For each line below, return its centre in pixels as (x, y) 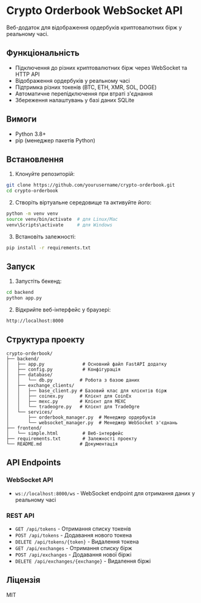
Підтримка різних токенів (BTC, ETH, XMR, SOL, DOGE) (86, 87)
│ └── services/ (29, 412)
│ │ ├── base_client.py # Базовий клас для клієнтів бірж (87, 391)
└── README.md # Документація (62, 444)
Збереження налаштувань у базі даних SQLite (75, 100)
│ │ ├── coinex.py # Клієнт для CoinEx (69, 396)
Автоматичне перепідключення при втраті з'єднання (84, 93)
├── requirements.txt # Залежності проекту (72, 439)
